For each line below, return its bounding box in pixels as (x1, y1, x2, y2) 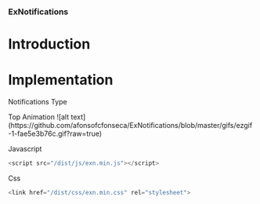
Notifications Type (8, 97, 68, 107)
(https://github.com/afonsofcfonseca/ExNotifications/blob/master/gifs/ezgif (8, 121, 253, 130)
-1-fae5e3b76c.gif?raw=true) (8, 129, 103, 139)
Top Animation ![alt (8, 112, 70, 122)
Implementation (8, 71, 114, 89)
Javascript (8, 144, 42, 154)
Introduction (8, 35, 91, 53)
